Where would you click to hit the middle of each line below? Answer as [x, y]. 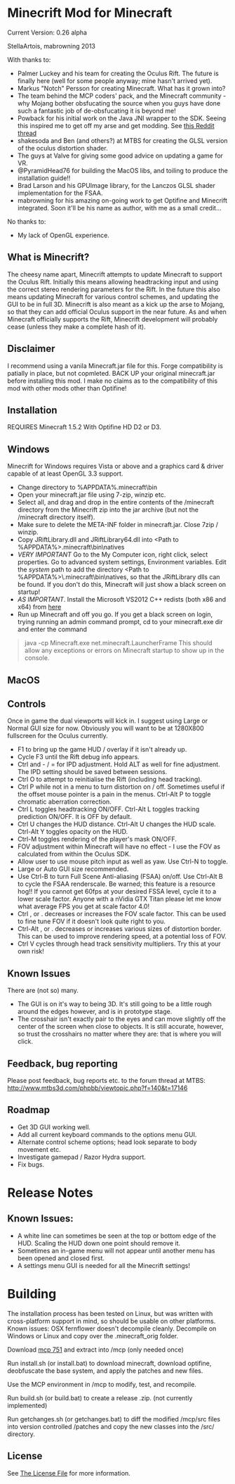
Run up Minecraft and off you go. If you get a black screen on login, [115, 614]
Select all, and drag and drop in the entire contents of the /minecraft [116, 502]
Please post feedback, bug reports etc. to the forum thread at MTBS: [106, 1081]
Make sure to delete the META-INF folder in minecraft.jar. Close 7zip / [118, 525]
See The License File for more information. [69, 1473]
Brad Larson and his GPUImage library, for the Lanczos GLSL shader [116, 185]
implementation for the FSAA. [60, 193]
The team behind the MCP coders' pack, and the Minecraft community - [122, 96]
